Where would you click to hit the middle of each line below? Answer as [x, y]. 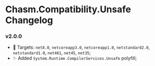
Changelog [29, 20]
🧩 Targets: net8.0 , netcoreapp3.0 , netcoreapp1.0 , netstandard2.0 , [81, 48]
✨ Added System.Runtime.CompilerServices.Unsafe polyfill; [75, 58]
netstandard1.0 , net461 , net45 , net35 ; [52, 53]
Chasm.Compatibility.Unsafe [68, 9]
